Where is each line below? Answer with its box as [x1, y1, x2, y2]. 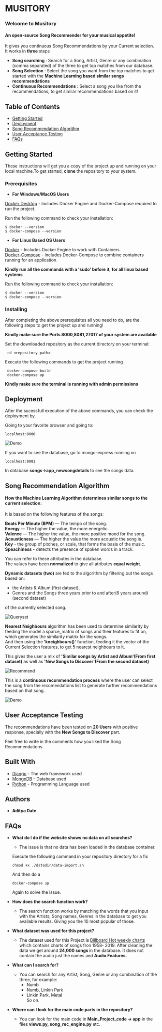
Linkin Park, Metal [26, 992, 62, 998]
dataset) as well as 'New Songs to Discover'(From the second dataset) [5, 658, 149, 664]
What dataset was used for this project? [12, 928, 94, 934]
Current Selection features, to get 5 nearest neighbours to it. [5, 644, 125, 650]
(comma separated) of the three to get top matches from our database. [12, 63, 154, 68]
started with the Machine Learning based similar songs [12, 73, 124, 79]
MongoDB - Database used [12, 776, 67, 782]
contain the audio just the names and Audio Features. [19, 953, 127, 959]
